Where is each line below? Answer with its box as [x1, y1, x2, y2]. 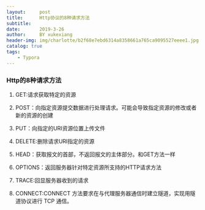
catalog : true [6, 43, 43, 50]
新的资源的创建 [15, 111, 53, 119]
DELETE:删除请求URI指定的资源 [15, 137, 95, 144]
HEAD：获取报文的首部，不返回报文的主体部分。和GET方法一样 [15, 151, 176, 158]
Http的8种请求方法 [6, 76, 62, 84]
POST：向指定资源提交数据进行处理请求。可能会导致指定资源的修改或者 [15, 103, 197, 111]
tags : [6, 49, 20, 55]
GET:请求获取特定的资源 [15, 91, 77, 98]
